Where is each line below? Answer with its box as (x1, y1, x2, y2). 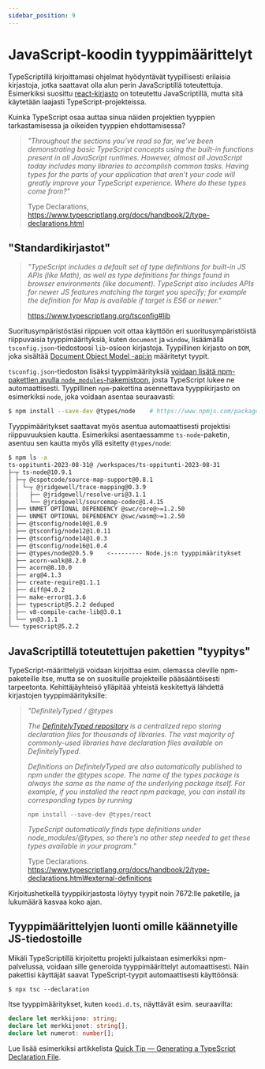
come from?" (27, 186, 71, 196)
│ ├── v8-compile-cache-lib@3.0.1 (8, 608, 122, 616)
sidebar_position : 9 (8, 11, 77, 20)
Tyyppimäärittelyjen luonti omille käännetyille (8, 920, 238, 933)
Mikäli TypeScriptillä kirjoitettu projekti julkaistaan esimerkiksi (8, 953, 207, 962)
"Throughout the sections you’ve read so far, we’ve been (27, 136, 214, 145)
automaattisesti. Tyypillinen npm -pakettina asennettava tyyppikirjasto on (8, 384, 241, 393)
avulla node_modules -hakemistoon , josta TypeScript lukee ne (40, 375, 235, 385)
